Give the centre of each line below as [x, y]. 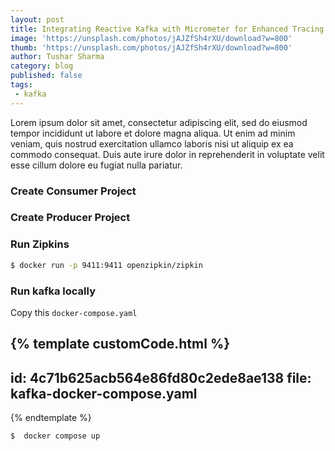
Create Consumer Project [73, 191]
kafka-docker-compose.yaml [104, 393]
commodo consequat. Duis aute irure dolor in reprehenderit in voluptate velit [167, 154]
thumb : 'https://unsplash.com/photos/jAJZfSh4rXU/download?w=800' [151, 47]
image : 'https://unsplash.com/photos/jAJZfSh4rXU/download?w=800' [151, 38]
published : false [46, 76]
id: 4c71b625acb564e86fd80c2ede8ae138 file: [161, 377]
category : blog [42, 66]
